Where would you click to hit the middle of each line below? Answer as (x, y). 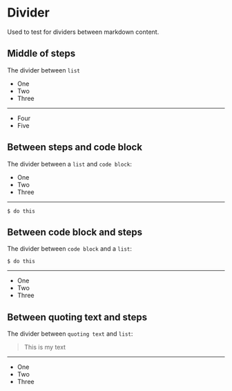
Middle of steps (41, 54)
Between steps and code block (75, 147)
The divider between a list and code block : (70, 164)
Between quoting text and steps (77, 317)
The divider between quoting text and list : (70, 334)
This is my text (45, 347)
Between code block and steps (75, 232)
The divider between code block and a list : (70, 249)
